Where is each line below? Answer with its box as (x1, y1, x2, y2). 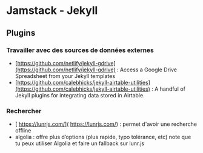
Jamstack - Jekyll (6, 4, 98, 18)
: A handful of (151, 85, 186, 93)
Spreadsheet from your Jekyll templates (15, 72, 116, 79)
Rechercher (6, 106, 42, 115)
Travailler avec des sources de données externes (6, 46, 155, 54)
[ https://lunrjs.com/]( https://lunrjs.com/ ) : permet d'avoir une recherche (15, 120, 197, 128)
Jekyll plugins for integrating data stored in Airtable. (15, 91, 145, 99)
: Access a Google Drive (116, 66, 178, 73)
